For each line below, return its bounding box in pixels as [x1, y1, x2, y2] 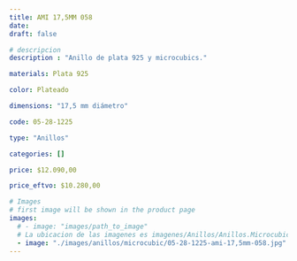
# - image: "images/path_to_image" [17, 222, 148, 231]
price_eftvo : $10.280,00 [9, 181, 101, 190]
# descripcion [9, 45, 62, 54]
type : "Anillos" [9, 134, 69, 142]
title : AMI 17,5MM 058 [9, 12, 93, 22]
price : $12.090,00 [9, 165, 77, 174]
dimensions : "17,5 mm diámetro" [9, 102, 128, 111]
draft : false [9, 29, 57, 38]
